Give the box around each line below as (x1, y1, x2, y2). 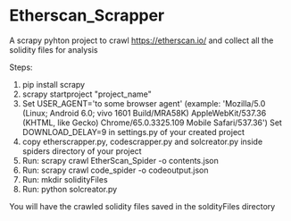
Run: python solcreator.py (21, 183, 118, 194)
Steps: (9, 62, 33, 72)
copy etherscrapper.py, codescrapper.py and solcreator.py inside (21, 136, 263, 147)
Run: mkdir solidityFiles (21, 174, 109, 184)
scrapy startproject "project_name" (21, 89, 152, 99)
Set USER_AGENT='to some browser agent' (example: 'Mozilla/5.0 (21, 98, 266, 108)
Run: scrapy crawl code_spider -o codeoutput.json (21, 165, 209, 175)
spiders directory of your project (21, 145, 142, 157)
